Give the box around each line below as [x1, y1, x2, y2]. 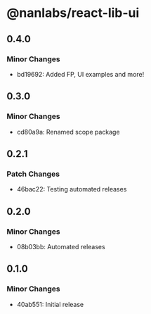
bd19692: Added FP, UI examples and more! [16, 70, 145, 78]
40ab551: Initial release [16, 300, 84, 308]
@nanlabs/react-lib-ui [6, 5, 140, 21]
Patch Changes [6, 169, 60, 179]
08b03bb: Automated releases [16, 242, 106, 251]
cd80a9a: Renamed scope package [16, 127, 120, 136]
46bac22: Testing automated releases [16, 185, 127, 194]
